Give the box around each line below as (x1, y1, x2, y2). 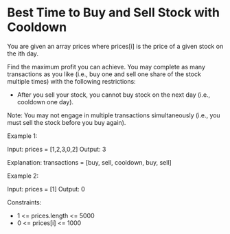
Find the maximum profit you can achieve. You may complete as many (7, 62, 206, 71)
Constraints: (7, 198, 42, 207)
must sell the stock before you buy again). (7, 118, 126, 126)
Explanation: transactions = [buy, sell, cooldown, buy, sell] (7, 158, 172, 166)
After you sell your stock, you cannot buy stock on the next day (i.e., (16, 91, 211, 99)
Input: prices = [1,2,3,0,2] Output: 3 (7, 145, 106, 153)
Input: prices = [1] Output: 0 (7, 185, 86, 193)
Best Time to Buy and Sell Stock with (7, 5, 220, 21)
